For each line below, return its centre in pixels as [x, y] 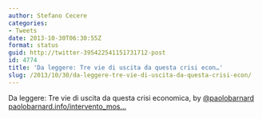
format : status [34, 46]
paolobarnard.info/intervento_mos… [67, 106]
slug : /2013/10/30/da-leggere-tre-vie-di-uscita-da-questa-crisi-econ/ [130, 75]
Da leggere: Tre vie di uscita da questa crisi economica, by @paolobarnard [131, 97]
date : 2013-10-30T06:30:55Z [55, 38]
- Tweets [23, 30]
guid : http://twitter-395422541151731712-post [87, 53]
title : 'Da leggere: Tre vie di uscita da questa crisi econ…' [116, 68]
